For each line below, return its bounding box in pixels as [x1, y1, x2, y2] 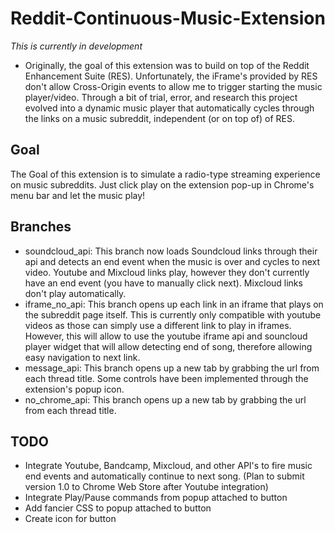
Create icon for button [24, 513, 117, 525]
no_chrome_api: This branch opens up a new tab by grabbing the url [24, 393, 307, 406]
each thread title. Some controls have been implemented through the [24, 372, 309, 384]
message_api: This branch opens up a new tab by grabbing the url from [24, 362, 320, 374]
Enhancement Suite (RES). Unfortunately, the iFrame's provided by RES [24, 70, 318, 82]
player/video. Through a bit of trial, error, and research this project [24, 91, 298, 103]
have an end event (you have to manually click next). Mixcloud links [24, 277, 303, 289]
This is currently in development [10, 40, 143, 52]
